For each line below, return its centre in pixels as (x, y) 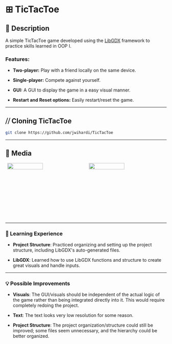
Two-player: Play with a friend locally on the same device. (74, 71)
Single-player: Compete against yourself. (57, 80)
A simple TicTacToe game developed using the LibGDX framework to (78, 40)
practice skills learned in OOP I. (38, 46)
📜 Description (27, 28)
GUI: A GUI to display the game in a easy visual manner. (71, 90)
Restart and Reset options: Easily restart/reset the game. (73, 100)
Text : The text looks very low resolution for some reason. (73, 315)
